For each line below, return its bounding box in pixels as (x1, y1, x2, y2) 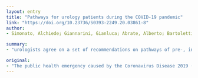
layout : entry (6, 8, 41, 15)
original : (6, 57, 31, 63)
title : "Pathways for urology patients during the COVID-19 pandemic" (6, 14, 183, 20)
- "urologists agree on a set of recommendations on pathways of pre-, (6, 47, 186, 53)
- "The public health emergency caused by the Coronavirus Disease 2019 (6, 63, 189, 69)
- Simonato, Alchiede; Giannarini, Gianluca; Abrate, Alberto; (6, 31, 165, 37)
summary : (6, 41, 28, 47)
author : (6, 25, 25, 31)
